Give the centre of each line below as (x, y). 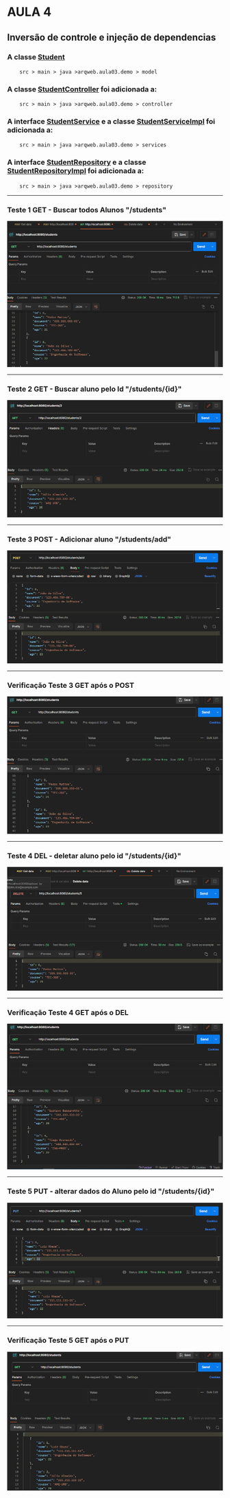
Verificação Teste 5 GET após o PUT (68, 1341)
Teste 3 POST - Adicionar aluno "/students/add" (89, 539)
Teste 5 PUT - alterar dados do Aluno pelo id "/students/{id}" (111, 1192)
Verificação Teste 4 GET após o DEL (68, 1012)
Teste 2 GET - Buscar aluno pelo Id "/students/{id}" (94, 389)
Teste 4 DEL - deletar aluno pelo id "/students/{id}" (94, 856)
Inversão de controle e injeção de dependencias (112, 37)
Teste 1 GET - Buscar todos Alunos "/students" (87, 210)
